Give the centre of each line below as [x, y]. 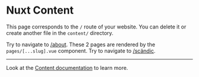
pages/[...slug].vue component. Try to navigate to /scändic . [81, 50]
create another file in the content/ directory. [60, 33]
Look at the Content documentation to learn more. [67, 68]
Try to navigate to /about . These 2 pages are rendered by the [81, 44]
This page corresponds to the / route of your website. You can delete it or [96, 27]
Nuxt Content [40, 10]
